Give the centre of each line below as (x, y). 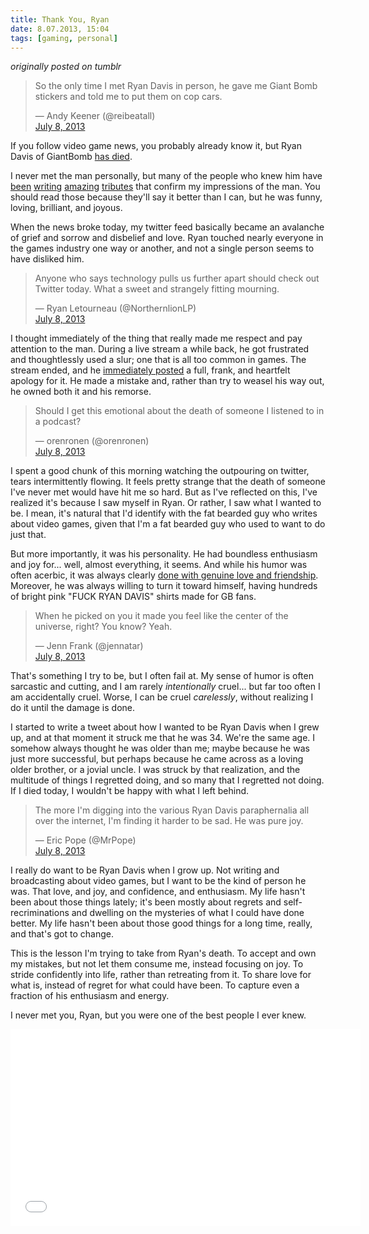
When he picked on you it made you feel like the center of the (161, 616)
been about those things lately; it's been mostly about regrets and (146, 902)
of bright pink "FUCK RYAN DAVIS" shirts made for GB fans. (133, 597)
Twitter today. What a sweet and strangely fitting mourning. (157, 289)
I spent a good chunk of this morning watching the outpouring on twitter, (160, 471)
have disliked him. (47, 259)
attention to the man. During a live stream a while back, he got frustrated (160, 349)
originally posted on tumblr (66, 67)
